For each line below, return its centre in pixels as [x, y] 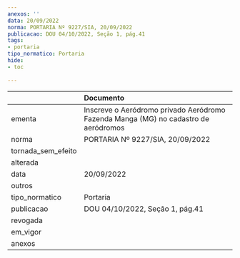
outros [22, 185]
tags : [15, 41]
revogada [27, 220]
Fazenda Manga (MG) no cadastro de [146, 118]
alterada [25, 162]
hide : [15, 61]
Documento [104, 98]
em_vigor [26, 232]
